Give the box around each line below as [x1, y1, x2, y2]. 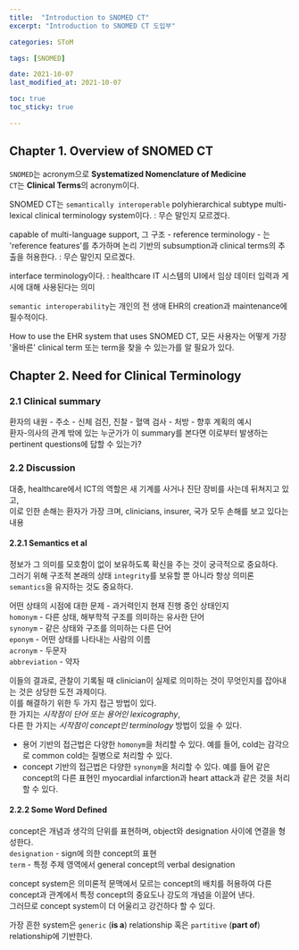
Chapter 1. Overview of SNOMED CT [9, 144, 214, 159]
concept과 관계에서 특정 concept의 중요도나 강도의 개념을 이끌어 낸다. [9, 889, 255, 900]
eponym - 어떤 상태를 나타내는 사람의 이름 [9, 633, 152, 644]
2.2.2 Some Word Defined [9, 804, 108, 815]
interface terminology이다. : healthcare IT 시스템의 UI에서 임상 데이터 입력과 [9, 270, 280, 281]
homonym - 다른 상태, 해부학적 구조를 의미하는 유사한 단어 [9, 611, 205, 622]
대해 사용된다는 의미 [25, 281, 96, 292]
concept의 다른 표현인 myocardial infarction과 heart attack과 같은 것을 [21, 772, 274, 783]
